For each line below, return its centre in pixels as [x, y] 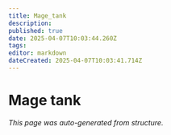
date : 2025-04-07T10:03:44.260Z [63, 38]
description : [30, 23]
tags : [17, 46]
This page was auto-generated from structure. [86, 122]
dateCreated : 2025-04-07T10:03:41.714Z [75, 61]
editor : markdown [38, 53]
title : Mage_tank [38, 16]
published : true [35, 31]
